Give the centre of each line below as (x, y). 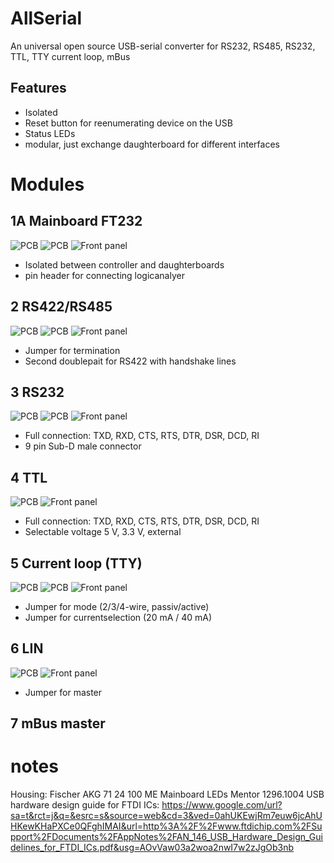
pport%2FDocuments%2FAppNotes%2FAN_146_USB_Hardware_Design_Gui (166, 837)
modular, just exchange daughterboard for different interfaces (152, 144)
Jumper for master (63, 692)
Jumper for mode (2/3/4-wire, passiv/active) (117, 606)
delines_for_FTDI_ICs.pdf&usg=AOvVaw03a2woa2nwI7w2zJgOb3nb (152, 848)
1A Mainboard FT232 (76, 221)
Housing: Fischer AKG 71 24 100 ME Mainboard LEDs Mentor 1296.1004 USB (167, 794)
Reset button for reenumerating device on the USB (128, 123)
